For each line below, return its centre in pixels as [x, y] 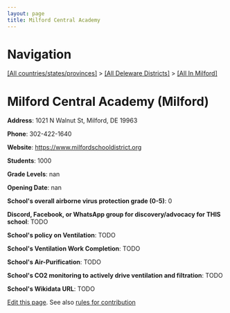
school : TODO [28, 222]
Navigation [39, 54]
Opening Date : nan [35, 188]
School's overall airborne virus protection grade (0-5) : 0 [90, 201]
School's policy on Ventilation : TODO [62, 235]
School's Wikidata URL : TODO [51, 289]
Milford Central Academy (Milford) [108, 101]
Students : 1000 [29, 161]
